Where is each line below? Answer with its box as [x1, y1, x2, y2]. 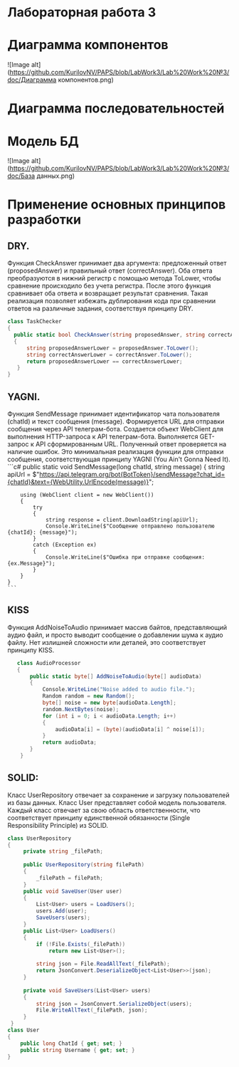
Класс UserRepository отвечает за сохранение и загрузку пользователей [7, 791, 230, 799]
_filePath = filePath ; [36, 874, 103, 881]
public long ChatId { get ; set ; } [20, 1040, 122, 1047]
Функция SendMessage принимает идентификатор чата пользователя [7, 409, 221, 418]
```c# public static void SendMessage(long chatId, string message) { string [7, 462, 225, 471]
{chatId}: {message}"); [7, 528, 78, 536]
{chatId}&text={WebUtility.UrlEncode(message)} [7, 478, 149, 486]
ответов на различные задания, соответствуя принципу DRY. [7, 304, 193, 313]
